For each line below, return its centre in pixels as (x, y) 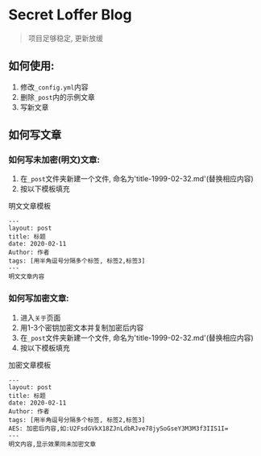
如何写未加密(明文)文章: (54, 160)
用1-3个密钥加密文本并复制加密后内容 (82, 327)
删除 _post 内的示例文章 (57, 97)
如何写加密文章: (39, 298)
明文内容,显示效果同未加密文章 (52, 444)
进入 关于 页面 (40, 317)
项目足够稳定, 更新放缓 (65, 38)
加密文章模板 (29, 365)
